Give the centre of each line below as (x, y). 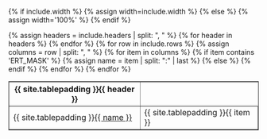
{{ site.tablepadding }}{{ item (197, 112)
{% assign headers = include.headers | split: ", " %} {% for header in (120, 35)
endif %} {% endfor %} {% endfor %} (70, 69)
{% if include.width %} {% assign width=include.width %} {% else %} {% (128, 12)
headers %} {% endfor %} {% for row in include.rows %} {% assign (119, 44)
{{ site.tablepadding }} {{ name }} (73, 117)
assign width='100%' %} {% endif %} (70, 20)
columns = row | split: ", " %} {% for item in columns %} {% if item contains (132, 52)
